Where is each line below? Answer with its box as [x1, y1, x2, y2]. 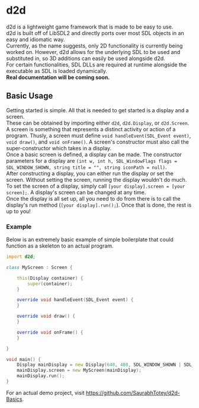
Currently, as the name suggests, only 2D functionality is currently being [6, 42, 183, 49]
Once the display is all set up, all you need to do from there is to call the [6, 195, 181, 202]
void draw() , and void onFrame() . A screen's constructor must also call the [6, 138, 190, 146]
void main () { [6, 356, 41, 362]
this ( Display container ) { [17, 275, 84, 281]
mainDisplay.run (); [17, 373, 65, 379]
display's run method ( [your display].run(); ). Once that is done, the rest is [6, 201, 192, 208]
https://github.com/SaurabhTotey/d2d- [85, 389, 181, 396]
